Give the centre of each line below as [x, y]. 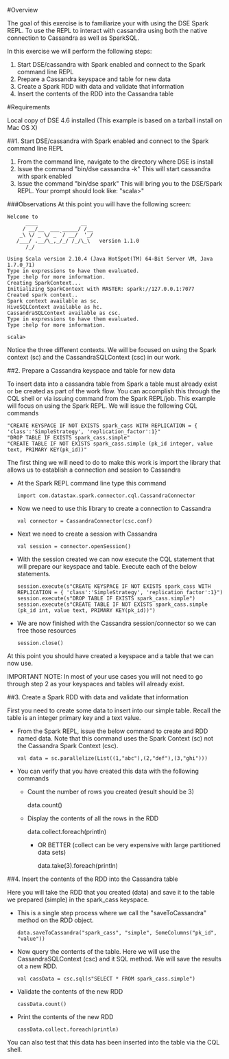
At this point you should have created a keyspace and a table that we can [110, 656]
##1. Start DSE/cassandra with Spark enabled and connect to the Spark [108, 141]
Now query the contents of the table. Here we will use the [98, 951]
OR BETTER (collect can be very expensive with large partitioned [129, 845]
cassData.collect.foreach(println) [68, 1029]
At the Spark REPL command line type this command [92, 483]
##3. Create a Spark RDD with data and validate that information [98, 697]
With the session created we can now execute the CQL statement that [116, 559]
